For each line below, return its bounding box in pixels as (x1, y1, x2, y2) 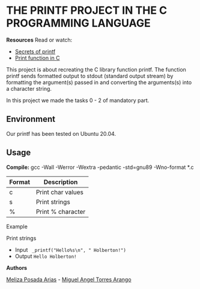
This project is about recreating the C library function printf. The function (6, 65, 186, 73)
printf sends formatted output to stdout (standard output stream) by (6, 72, 174, 79)
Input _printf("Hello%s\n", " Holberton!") (14, 246, 126, 253)
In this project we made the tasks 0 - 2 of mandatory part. (6, 97, 150, 104)
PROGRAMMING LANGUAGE (6, 16, 151, 30)
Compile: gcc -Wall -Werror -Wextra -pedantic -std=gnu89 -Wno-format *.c (6, 163, 194, 171)
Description (43, 178, 78, 186)
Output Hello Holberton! (14, 252, 77, 260)
